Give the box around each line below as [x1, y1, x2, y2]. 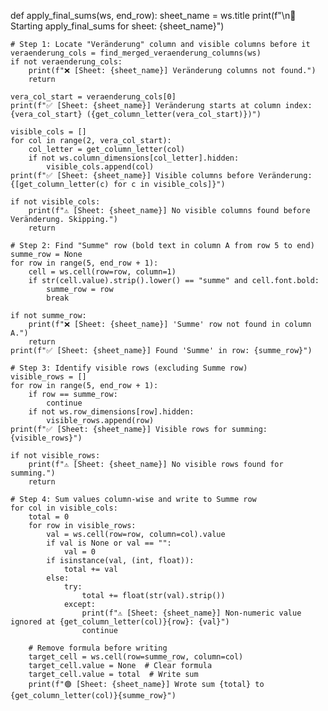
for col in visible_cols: [10, 503, 118, 513]
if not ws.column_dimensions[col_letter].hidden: [28, 153, 240, 163]
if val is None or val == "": [46, 538, 172, 548]
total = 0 [28, 512, 70, 522]
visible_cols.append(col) [46, 162, 155, 172]
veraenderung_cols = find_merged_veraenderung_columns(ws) [10, 48, 262, 58]
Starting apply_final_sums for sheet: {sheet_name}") [10, 20, 225, 32]
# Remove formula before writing [28, 643, 168, 653]
